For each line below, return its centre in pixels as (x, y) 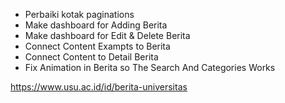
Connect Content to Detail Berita (91, 57)
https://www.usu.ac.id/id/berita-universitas (99, 87)
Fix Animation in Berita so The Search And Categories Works (150, 67)
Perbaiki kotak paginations (79, 14)
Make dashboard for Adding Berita (96, 25)
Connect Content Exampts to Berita (97, 46)
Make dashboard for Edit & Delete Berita (107, 35)
